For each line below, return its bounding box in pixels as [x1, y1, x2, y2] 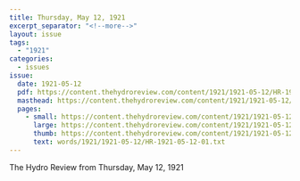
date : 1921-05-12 [17, 79, 82, 88]
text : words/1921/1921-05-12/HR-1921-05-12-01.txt [32, 137, 226, 146]
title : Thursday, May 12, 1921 [9, 12, 126, 22]
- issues [17, 63, 50, 72]
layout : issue [9, 29, 62, 38]
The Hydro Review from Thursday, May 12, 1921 [9, 161, 185, 172]
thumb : [32, 129, 58, 138]
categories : [9, 54, 54, 63]
